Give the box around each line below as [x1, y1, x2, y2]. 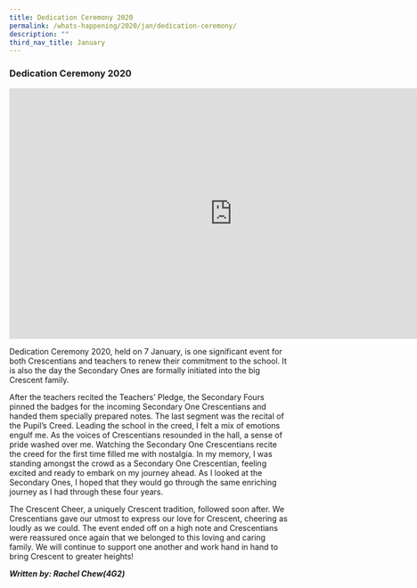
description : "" [9, 29, 69, 38]
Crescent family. [9, 374, 69, 385]
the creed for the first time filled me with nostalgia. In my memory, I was [9, 448, 274, 459]
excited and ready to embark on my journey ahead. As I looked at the [9, 467, 263, 478]
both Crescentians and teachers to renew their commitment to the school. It [9, 355, 288, 366]
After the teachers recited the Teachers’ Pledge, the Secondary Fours [9, 391, 265, 402]
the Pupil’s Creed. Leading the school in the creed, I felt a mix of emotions [9, 420, 281, 430]
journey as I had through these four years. [9, 486, 164, 497]
